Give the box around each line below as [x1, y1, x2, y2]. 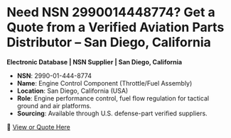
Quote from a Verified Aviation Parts [6, 19, 225, 35]
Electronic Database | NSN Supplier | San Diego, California [6, 57, 183, 66]
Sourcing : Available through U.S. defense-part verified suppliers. [16, 109, 208, 117]
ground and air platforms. [16, 101, 92, 110]
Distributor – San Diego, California [6, 35, 211, 50]
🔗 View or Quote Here [6, 122, 70, 131]
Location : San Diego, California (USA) [16, 86, 129, 95]
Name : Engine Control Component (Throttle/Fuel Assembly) [16, 79, 193, 87]
